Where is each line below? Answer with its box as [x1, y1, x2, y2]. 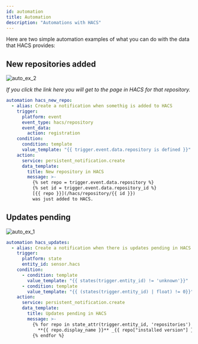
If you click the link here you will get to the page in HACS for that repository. [6, 86, 191, 93]
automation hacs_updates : [6, 239, 70, 245]
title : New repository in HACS [27, 168, 104, 174]
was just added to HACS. [32, 196, 94, 202]
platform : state [21, 256, 62, 262]
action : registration [27, 130, 81, 136]
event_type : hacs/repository [21, 119, 94, 125]
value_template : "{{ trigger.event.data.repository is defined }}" [21, 147, 192, 153]
